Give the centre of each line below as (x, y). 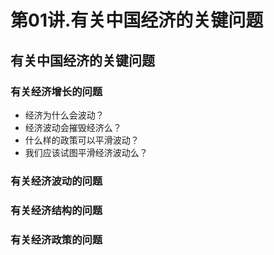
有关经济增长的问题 (56, 91)
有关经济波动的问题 (56, 181)
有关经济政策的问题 (56, 239)
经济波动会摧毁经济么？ (73, 127)
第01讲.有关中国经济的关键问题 (137, 20)
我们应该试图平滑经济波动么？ (86, 152)
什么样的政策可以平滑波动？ (82, 140)
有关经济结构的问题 (56, 210)
